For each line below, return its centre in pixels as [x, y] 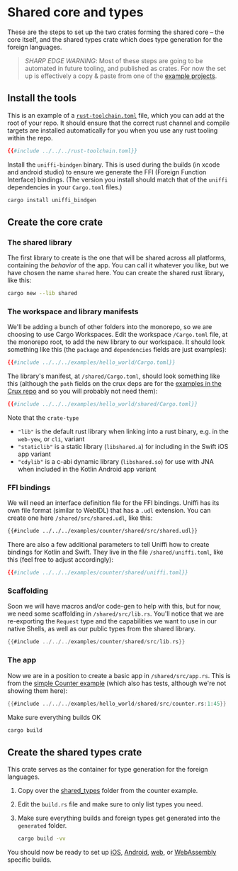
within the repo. [30, 138]
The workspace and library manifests [73, 311]
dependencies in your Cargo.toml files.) [65, 187]
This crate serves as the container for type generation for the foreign [108, 770]
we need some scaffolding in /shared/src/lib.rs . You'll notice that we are [116, 614]
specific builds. [29, 860]
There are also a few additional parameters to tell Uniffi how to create [108, 545]
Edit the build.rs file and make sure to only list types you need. [110, 804]
